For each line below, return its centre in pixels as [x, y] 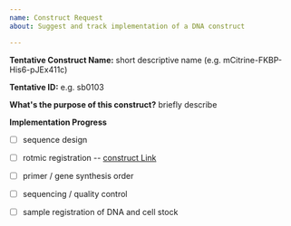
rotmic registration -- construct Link [89, 157]
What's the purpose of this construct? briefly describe [113, 104]
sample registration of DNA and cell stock [100, 212]
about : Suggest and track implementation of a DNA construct [127, 26]
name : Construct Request [56, 18]
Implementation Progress [58, 122]
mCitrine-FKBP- [253, 60]
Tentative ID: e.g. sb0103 [57, 87]
